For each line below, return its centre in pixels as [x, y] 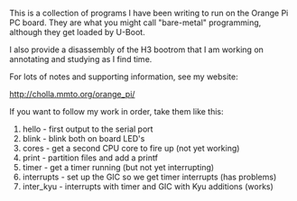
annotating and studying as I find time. [81, 59]
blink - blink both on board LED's [84, 138]
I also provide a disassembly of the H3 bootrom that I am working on [137, 50]
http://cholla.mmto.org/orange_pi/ [72, 94]
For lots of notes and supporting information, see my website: [124, 77]
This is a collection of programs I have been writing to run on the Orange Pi [149, 13]
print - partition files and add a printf [90, 158]
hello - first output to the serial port [88, 129]
